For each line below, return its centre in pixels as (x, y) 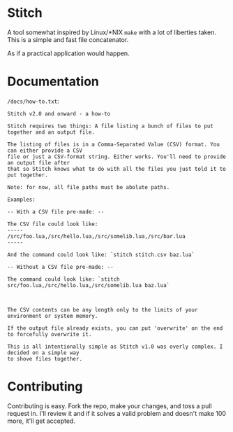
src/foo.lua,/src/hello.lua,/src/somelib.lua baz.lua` (89, 285)
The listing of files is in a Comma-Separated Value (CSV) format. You (113, 144)
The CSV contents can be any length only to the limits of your (103, 309)
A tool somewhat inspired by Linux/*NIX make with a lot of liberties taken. (112, 32)
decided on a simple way (43, 353)
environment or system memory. (53, 316)
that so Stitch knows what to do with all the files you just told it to (117, 169)
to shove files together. (45, 358)
